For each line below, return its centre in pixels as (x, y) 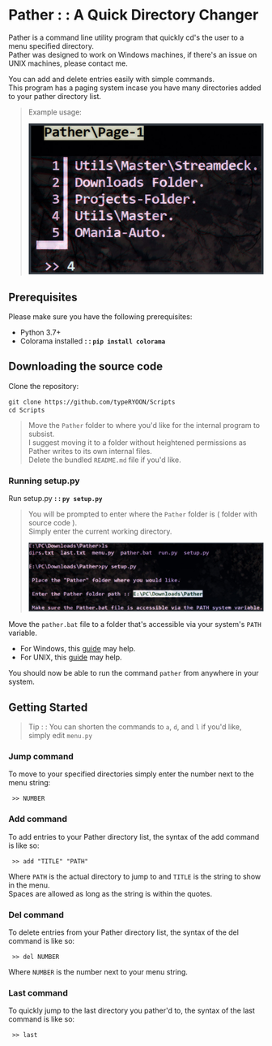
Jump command (41, 756)
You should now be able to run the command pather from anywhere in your (134, 673)
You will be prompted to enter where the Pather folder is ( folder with (142, 514)
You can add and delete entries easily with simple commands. (111, 79)
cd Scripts (27, 410)
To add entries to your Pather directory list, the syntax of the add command (134, 836)
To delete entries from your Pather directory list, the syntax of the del (123, 932)
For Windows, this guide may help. (78, 649)
